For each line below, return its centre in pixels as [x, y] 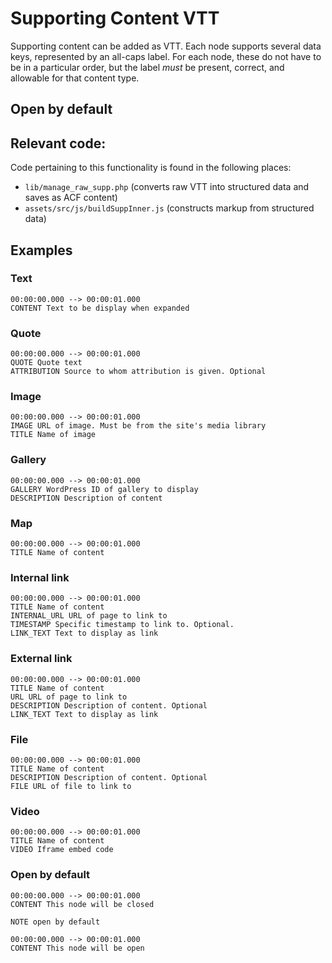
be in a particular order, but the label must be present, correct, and [147, 67]
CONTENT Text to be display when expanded [100, 308]
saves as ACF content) [71, 198]
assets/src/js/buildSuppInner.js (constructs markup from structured [169, 208]
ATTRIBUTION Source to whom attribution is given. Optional [138, 372]
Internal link [40, 577]
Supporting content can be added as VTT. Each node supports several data [166, 46]
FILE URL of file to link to [71, 786]
